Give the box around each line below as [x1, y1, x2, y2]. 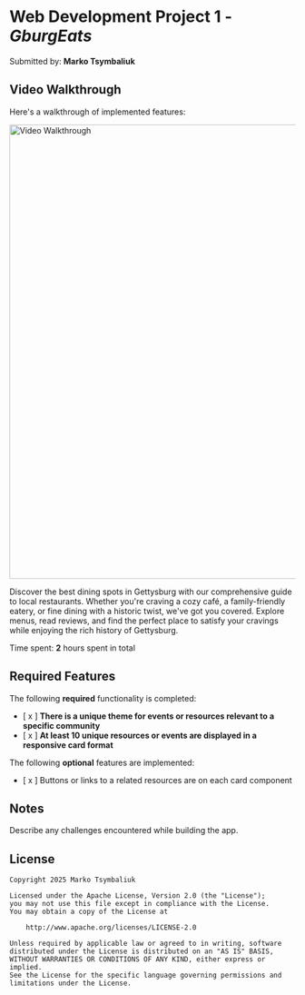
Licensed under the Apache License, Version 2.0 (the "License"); [9, 891, 266, 900]
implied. [9, 963, 43, 972]
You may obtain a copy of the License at [9, 907, 169, 917]
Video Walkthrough [9, 82, 122, 97]
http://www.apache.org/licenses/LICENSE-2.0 [25, 923, 197, 932]
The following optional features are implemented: [9, 757, 195, 768]
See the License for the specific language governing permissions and [9, 970, 282, 980]
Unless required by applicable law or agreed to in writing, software [9, 939, 282, 949]
